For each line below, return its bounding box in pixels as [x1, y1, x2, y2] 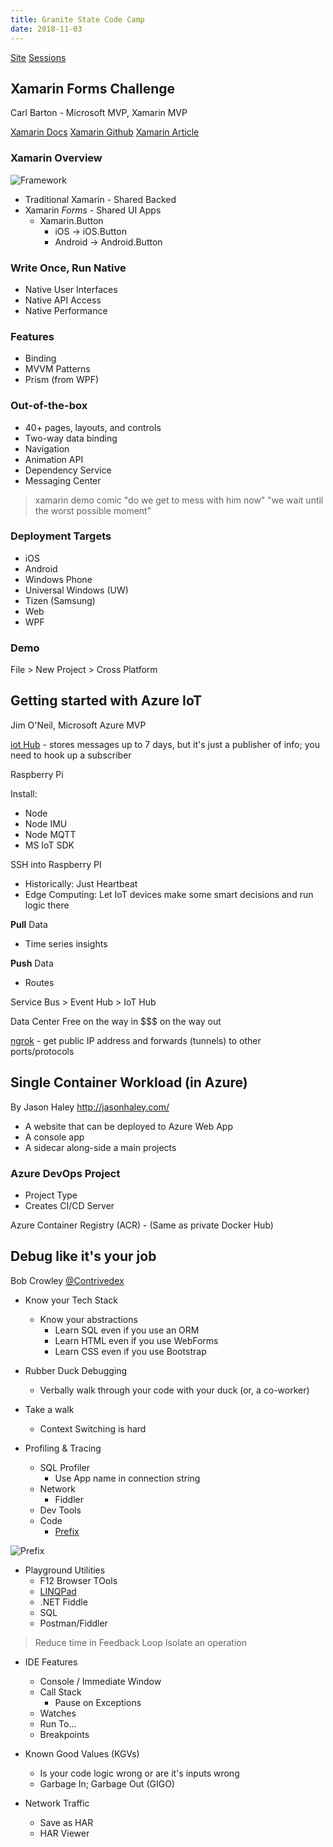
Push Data [10, 957, 54, 969]
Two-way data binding [24, 432, 118, 444]
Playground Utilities [24, 1564, 106, 1576]
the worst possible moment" [34, 504, 152, 516]
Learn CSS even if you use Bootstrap [54, 1345, 207, 1357]
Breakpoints [39, 1728, 90, 1740]
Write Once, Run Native [10, 261, 127, 275]
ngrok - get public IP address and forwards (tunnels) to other [10, 1034, 262, 1046]
